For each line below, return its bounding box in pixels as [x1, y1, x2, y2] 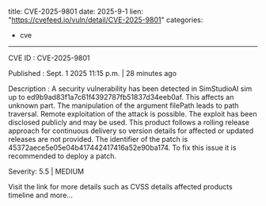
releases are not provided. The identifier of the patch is [8, 135, 188, 143]
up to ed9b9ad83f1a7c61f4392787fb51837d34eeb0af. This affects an [8, 93, 234, 101]
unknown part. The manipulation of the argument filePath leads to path [8, 101, 239, 110]
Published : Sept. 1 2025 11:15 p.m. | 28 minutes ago [8, 69, 177, 78]
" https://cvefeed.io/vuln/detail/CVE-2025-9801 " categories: [8, 15, 203, 25]
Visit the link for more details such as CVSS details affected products [8, 182, 233, 191]
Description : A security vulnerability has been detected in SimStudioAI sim [8, 84, 253, 93]
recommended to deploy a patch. [8, 151, 117, 161]
